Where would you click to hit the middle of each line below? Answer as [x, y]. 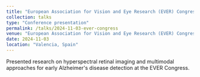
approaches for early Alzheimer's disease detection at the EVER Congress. [98, 68]
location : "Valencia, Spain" [42, 45]
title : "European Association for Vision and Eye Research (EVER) [90, 12]
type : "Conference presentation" [48, 23]
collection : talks [29, 17]
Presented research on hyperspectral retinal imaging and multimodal [90, 61]
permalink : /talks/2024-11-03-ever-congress [62, 28]
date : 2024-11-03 [28, 39]
